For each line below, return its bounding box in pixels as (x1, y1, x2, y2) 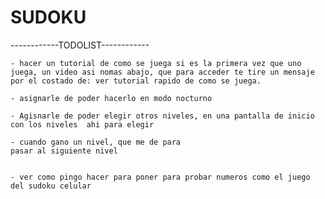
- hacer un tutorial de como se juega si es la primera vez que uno (10, 58, 302, 68)
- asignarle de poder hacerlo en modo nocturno (10, 93, 213, 103)
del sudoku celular (10, 181, 92, 191)
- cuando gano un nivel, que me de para (10, 137, 182, 147)
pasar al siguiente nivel (10, 146, 118, 156)
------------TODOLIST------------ (10, 39, 150, 51)
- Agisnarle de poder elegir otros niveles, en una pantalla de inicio (10, 111, 315, 121)
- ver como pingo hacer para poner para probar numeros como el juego (10, 172, 311, 182)
